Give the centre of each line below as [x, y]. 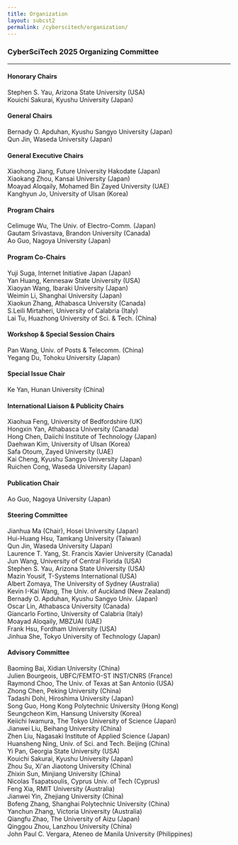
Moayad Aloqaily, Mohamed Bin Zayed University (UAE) [89, 186]
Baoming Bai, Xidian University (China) [64, 668]
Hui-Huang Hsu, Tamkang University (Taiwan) [74, 538]
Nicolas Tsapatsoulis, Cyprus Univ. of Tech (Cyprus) [84, 781]
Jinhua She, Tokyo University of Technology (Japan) [84, 636]
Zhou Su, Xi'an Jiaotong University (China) [70, 766]
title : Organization [38, 14]
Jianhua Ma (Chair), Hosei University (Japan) [73, 531]
